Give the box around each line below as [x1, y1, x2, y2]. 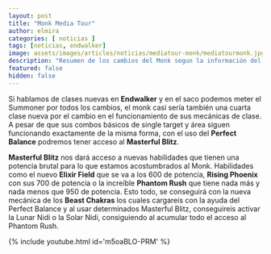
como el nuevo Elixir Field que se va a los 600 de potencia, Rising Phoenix [8, 169, 258, 179]
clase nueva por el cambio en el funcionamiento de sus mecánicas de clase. [8, 110, 262, 121]
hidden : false [8, 72, 56, 80]
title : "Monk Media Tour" [8, 19, 95, 27]
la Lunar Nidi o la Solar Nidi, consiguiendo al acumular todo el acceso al [8, 212, 247, 222]
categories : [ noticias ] [8, 34, 95, 43]
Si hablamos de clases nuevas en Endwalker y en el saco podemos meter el [8, 94, 262, 103]
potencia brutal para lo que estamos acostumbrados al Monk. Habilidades [8, 160, 254, 170]
